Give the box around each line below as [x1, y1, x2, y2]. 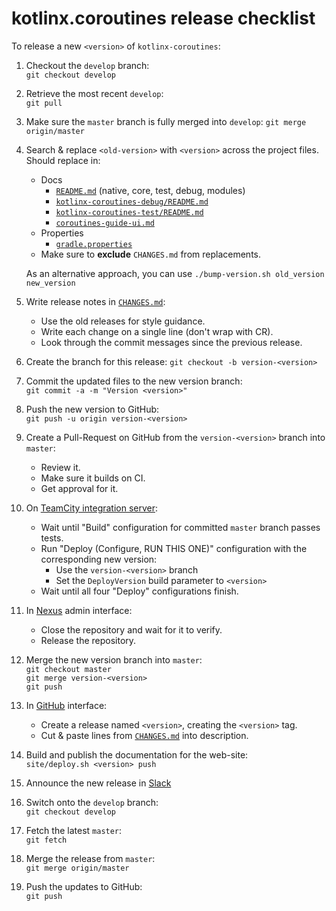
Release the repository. [40, 634, 137, 646]
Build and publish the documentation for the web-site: [25, 748, 249, 761]
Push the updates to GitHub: [25, 880, 143, 892]
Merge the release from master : [25, 852, 156, 864]
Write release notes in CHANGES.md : [25, 295, 166, 307]
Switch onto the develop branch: [25, 796, 159, 808]
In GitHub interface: [25, 699, 108, 711]
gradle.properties [55, 239, 133, 249]
